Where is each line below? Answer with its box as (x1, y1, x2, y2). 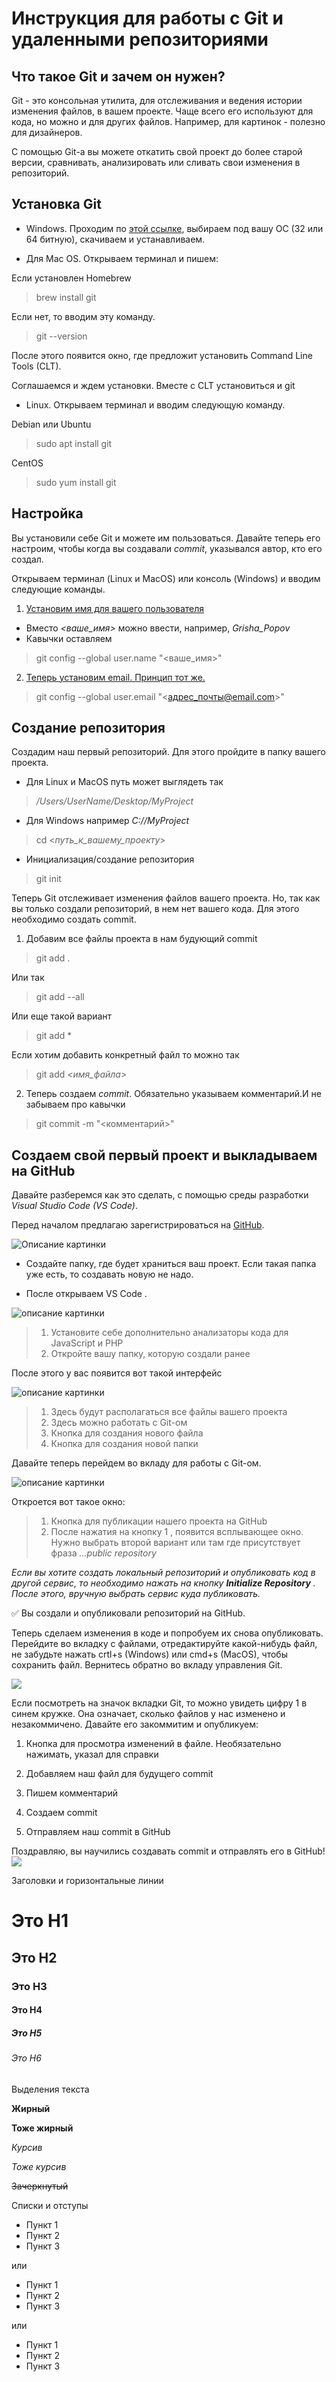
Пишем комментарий (25, 1787, 119, 1799)
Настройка (11, 505, 84, 522)
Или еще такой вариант (11, 1010, 113, 1022)
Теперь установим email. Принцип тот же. (25, 671, 206, 683)
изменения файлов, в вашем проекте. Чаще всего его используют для (11, 105, 314, 117)
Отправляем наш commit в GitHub (25, 1826, 171, 1838)
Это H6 (11, 2052, 42, 2064)
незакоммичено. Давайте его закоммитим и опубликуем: (11, 1718, 259, 1731)
